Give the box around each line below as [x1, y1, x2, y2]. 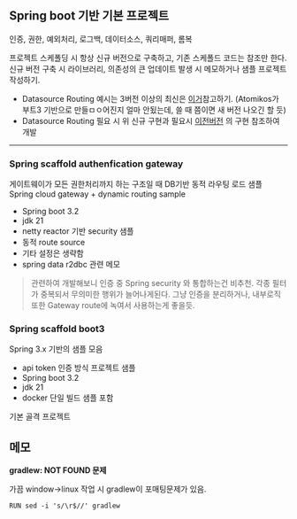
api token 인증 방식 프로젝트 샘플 [21, 362, 136, 374]
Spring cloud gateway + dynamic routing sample [9, 189, 186, 199]
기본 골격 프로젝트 [9, 411, 71, 422]
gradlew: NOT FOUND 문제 [9, 465, 107, 476]
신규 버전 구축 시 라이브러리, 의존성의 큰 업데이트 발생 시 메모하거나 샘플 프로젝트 [9, 63, 287, 74]
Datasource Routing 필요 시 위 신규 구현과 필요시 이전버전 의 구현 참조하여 [21, 115, 280, 126]
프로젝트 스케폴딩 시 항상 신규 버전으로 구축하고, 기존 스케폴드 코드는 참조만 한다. [9, 52, 287, 63]
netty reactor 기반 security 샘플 [21, 226, 134, 236]
